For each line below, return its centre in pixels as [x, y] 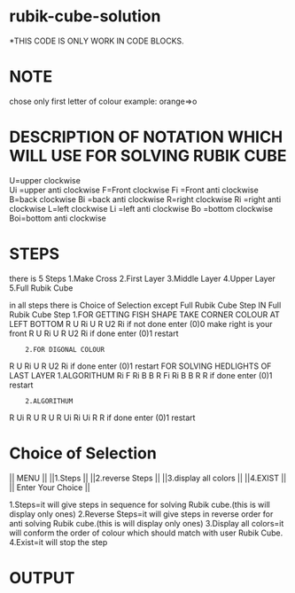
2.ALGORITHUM [49, 401]
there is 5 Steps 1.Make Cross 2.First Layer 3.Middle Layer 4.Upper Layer [143, 278]
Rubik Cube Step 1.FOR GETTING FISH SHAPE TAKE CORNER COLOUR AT [145, 314]
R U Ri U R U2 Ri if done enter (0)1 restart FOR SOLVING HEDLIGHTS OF [140, 366]
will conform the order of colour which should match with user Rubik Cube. [146, 533]
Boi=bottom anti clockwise [58, 218]
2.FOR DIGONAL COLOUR [65, 349]
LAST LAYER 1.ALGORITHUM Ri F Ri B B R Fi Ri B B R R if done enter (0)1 [141, 375]
